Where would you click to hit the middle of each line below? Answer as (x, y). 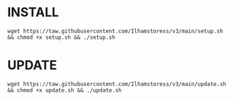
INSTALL (33, 12)
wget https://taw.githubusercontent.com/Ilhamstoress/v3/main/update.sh (117, 84)
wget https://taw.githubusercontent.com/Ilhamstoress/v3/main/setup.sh (115, 31)
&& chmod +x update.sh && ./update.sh (64, 90)
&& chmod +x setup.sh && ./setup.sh (61, 37)
